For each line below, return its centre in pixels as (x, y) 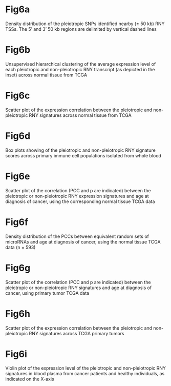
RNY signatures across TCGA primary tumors (77, 333)
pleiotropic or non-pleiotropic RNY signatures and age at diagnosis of (79, 288)
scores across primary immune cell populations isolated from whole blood (83, 155)
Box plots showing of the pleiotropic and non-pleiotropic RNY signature (81, 150)
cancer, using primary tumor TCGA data (47, 293)
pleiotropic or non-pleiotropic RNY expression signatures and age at (77, 196)
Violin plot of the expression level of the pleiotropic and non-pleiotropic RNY (86, 368)
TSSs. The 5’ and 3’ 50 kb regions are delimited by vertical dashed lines (81, 29)
